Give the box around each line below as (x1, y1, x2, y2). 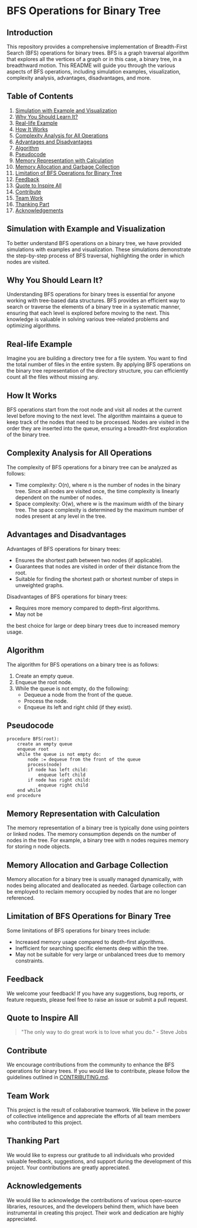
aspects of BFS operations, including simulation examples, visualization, (6, 68, 181, 75)
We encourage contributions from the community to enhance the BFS (6, 1061, 175, 1068)
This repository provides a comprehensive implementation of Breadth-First (6, 43, 187, 50)
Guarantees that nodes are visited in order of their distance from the (15, 563, 181, 570)
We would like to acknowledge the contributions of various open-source (6, 1196, 181, 1203)
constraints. (15, 957, 45, 964)
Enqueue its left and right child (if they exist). (23, 704, 133, 711)
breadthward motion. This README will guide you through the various (6, 62, 175, 69)
